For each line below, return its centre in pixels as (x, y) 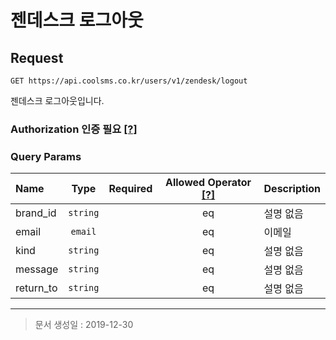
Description (292, 189)
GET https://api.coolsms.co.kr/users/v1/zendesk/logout (129, 81)
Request (37, 57)
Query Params (46, 156)
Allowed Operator (208, 183)
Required (130, 189)
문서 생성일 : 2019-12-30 (84, 325)
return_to (36, 288)
